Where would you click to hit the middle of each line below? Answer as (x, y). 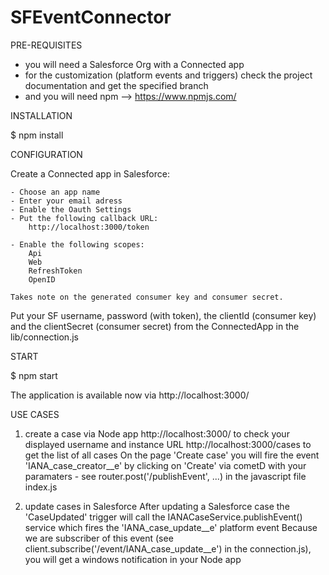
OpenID (42, 279)
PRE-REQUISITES (46, 45)
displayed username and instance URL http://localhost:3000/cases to (168, 444)
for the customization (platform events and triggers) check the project (168, 75)
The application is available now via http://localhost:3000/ (130, 395)
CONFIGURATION (46, 154)
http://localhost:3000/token (89, 227)
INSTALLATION (41, 115)
